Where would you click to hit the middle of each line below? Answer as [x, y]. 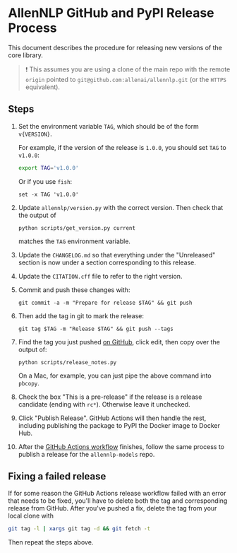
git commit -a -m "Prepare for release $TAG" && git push [105, 303]
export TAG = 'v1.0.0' [48, 168]
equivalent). [43, 87]
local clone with [31, 516]
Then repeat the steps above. [51, 542]
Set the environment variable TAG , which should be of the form [109, 126]
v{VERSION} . [35, 134]
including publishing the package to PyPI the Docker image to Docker [119, 425]
